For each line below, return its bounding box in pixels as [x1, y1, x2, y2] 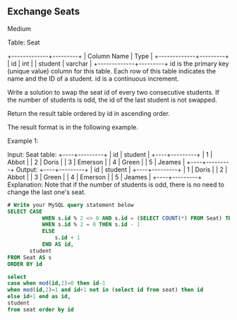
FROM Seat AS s [7, 254, 52, 261]
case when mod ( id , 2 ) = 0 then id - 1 [7, 280, 106, 287]
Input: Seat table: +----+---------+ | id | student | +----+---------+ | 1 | [7, 150, 213, 158]
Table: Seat [7, 38, 40, 47]
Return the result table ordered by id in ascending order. [7, 109, 171, 117]
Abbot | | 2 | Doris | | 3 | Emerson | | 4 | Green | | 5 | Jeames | [7, 158, 186, 166]
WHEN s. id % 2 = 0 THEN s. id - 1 [42, 221, 140, 228]
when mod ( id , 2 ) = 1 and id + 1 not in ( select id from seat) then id [7, 286, 204, 294]
